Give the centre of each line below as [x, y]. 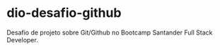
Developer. [22, 39]
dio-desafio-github [64, 13]
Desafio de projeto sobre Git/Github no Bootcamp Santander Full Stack [110, 32]
